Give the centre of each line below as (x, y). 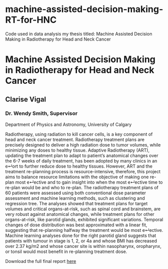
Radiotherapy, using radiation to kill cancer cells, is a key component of (79, 134)
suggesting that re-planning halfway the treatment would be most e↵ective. (84, 230)
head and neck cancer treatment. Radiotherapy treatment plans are (75, 140)
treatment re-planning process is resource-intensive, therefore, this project (83, 171)
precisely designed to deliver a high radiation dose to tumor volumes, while (83, 145)
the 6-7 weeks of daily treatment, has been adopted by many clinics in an (81, 161)
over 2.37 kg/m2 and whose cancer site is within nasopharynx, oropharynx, (83, 246)
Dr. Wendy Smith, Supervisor (41, 113)
